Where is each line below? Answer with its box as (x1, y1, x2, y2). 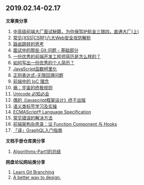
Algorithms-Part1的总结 (12, 148, 61, 154)
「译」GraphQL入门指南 (12, 127, 62, 133)
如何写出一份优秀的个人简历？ (12, 59, 74, 65)
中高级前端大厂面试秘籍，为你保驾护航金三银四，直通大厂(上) (12, 28, 139, 34)
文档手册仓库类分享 (5, 138, 45, 144)
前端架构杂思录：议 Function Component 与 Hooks (12, 121, 117, 127)
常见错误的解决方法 (12, 115, 53, 121)
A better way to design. (12, 174, 61, 180)
